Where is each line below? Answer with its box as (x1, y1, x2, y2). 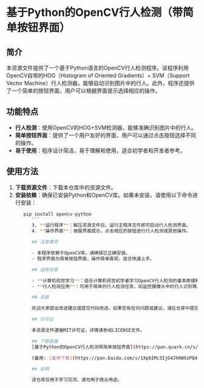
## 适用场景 (31, 266, 58, 273)
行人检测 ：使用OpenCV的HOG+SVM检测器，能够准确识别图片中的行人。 (15, 124, 197, 131)
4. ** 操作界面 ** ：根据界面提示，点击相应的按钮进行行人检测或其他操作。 (31, 228, 191, 235)
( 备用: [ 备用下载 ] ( (31, 354, 76, 361)
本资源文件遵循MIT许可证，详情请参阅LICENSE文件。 (31, 327, 145, 333)
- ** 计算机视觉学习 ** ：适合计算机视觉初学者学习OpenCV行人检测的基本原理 (31, 278, 195, 284)
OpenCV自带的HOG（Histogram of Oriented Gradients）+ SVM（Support (6, 72, 190, 79)
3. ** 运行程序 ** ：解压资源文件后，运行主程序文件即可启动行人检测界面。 (31, 222, 191, 228)
